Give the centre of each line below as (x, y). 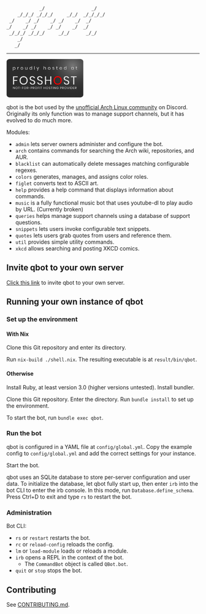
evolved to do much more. (39, 120)
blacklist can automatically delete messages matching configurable (102, 164)
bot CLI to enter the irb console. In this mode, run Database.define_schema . (100, 490)
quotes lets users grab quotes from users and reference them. (93, 235)
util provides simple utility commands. (65, 242)
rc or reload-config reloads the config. (65, 545)
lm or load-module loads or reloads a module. (72, 551)
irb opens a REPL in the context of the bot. (69, 558)
